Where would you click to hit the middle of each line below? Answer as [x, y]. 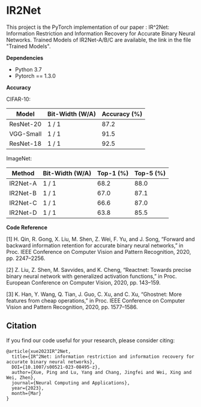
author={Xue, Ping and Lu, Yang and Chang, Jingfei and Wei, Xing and [102, 372]
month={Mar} [27, 393]
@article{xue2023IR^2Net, [38, 351]
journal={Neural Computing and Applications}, [71, 383]
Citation [22, 326]
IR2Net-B [23, 193]
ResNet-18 [25, 143]
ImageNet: [19, 158]
